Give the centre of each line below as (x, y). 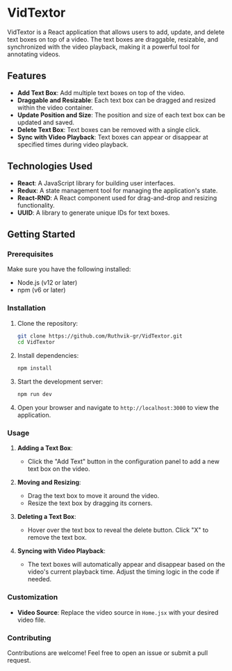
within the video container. (55, 107)
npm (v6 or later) (41, 290)
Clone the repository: (48, 323)
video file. (32, 620)
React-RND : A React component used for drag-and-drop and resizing (117, 198)
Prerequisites (30, 254)
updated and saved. (46, 122)
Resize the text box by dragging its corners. (90, 503)
